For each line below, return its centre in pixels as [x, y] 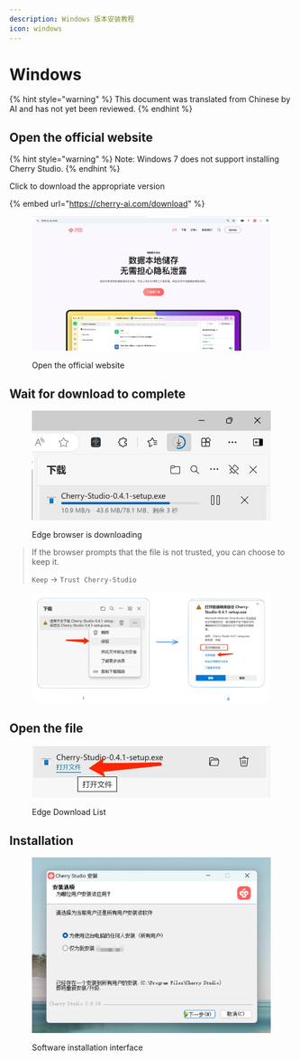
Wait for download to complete [98, 394]
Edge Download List [69, 812]
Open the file [46, 729]
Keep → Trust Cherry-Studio [84, 579]
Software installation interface [87, 1047]
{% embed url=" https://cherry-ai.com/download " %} [107, 204]
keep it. [45, 562]
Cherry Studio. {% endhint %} [65, 169]
